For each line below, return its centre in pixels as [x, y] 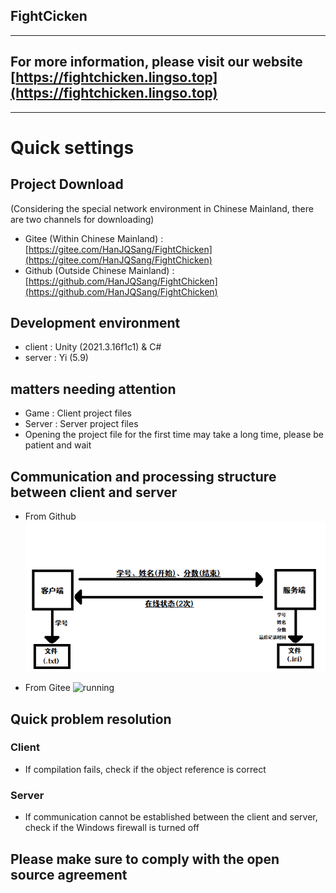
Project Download [67, 184]
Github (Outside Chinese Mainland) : [99, 270]
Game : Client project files [78, 413]
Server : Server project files [81, 424]
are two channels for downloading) [82, 219]
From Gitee [47, 688]
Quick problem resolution [91, 719]
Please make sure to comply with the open [145, 859]
